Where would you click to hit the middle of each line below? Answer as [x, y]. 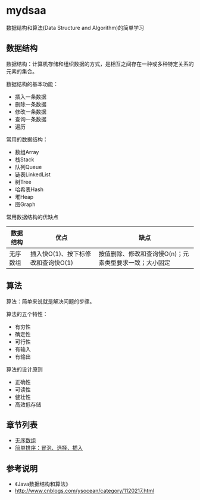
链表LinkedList [32, 174]
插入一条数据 [30, 97]
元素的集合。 [22, 71]
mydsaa [26, 10]
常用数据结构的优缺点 [32, 217]
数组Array [27, 152]
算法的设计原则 [24, 369]
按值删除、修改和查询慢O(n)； [141, 253]
